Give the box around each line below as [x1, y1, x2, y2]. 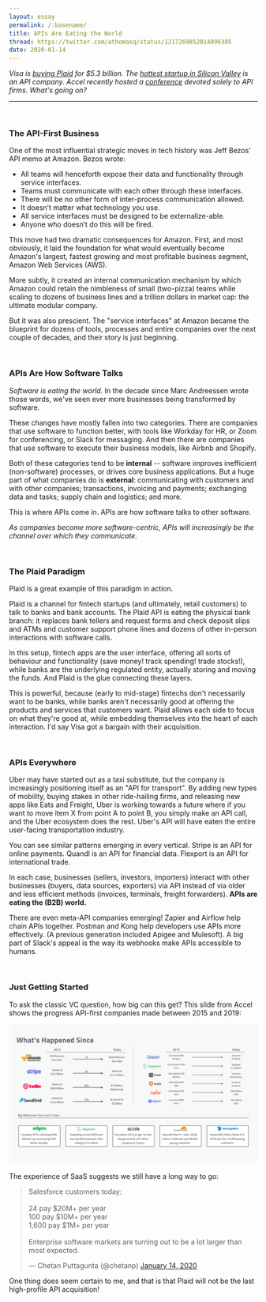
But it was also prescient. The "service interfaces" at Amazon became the [9, 316, 249, 325]
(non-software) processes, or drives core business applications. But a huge [9, 467, 255, 476]
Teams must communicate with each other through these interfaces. [20, 186, 244, 196]
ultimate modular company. [9, 301, 98, 310]
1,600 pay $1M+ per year [28, 1220, 110, 1229]
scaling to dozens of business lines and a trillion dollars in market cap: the [9, 292, 249, 302]
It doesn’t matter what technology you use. [20, 203, 160, 212]
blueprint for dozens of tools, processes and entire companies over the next [9, 325, 257, 334]
